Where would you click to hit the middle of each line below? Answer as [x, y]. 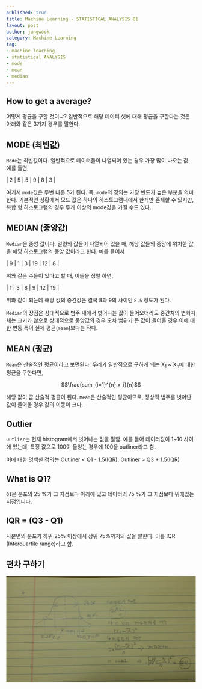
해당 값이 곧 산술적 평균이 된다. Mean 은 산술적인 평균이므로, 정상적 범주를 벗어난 [99, 397]
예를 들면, [17, 168]
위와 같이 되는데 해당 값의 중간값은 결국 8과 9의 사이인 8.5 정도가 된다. [89, 300]
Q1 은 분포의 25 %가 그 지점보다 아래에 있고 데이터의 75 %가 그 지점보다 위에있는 [100, 494]
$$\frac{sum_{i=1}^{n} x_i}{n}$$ [101, 385]
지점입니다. [19, 501]
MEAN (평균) [29, 349]
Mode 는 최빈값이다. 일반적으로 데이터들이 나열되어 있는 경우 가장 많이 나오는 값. [98, 160]
